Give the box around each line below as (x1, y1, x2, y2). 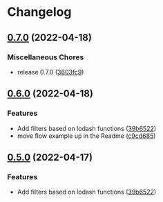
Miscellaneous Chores (7, 52, 84, 62)
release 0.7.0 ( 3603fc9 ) (17, 68, 84, 76)
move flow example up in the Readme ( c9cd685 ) (17, 132, 156, 140)
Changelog (7, 4, 72, 20)
